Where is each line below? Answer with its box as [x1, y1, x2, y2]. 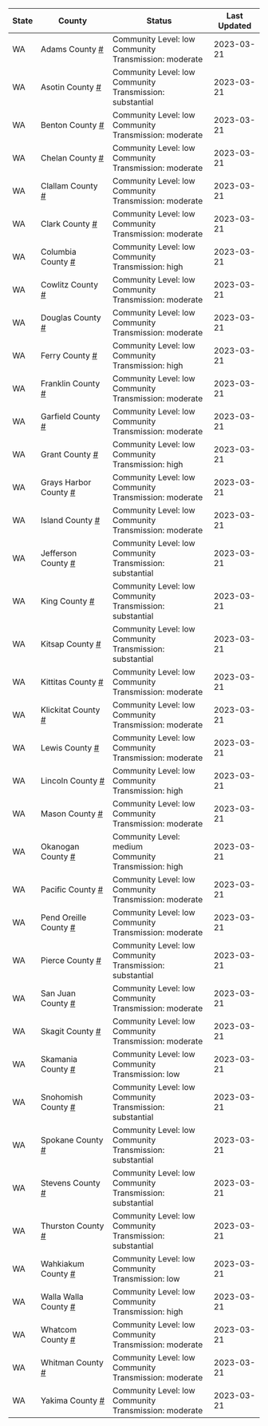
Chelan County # [40, 153, 104, 163]
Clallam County [40, 180, 98, 191]
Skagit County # [40, 1026, 101, 1036]
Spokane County [40, 1135, 104, 1145]
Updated [218, 20, 252, 31]
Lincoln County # [40, 775, 105, 786]
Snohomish [40, 1091, 84, 1103]
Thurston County [40, 1221, 104, 1231]
